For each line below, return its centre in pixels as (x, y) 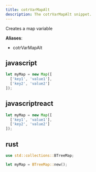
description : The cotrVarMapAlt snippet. (49, 14)
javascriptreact (30, 104)
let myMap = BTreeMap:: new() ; (37, 164)
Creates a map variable (29, 28)
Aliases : (14, 38)
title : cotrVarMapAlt (28, 10)
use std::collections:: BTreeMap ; (40, 155)
